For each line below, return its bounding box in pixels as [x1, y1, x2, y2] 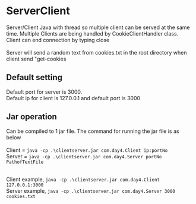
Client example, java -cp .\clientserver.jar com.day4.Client [6, 176, 160, 183]
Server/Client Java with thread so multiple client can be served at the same [6, 24, 190, 31]
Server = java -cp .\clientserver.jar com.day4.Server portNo [6, 152, 162, 160]
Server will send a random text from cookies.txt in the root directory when [6, 49, 187, 56]
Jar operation [6, 111, 58, 122]
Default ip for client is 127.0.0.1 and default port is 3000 [6, 94, 141, 101]
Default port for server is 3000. [6, 88, 83, 95]
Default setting [6, 72, 63, 82]
